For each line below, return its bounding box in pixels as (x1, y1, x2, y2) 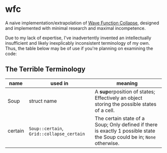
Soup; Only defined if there (94, 121, 158, 128)
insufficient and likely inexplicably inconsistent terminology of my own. (5, 40, 150, 46)
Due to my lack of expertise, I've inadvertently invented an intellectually (5, 35, 152, 41)
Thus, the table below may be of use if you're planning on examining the (5, 45, 153, 51)
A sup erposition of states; (94, 88, 156, 95)
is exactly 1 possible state (94, 127, 156, 134)
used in (50, 79, 69, 86)
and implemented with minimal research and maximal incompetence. (5, 25, 146, 31)
